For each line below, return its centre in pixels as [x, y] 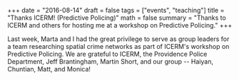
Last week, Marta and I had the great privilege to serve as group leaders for [118, 39]
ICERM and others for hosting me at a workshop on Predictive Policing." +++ [120, 25]
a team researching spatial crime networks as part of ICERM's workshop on [118, 46]
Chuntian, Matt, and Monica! [49, 69]
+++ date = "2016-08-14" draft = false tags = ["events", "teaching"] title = [116, 10]
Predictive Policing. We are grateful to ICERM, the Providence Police [107, 54]
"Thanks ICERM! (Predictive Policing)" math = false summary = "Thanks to [117, 18]
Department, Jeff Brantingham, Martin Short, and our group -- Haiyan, [111, 62]
